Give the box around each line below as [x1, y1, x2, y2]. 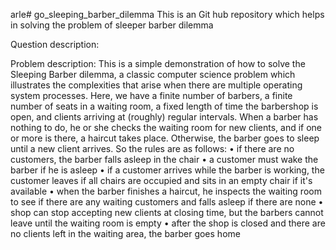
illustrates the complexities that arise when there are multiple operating [10, 79, 303, 91]
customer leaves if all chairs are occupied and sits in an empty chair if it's [10, 175, 313, 186]
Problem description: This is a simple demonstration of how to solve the [10, 58, 306, 69]
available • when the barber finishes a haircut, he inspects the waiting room [10, 185, 322, 197]
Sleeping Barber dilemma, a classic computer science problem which [10, 69, 296, 80]
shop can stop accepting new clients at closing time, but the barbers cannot [10, 207, 324, 218]
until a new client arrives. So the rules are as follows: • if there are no [10, 143, 295, 154]
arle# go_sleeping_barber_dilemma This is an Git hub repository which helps [10, 9, 325, 20]
